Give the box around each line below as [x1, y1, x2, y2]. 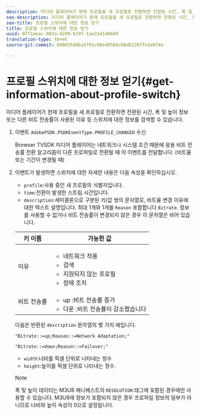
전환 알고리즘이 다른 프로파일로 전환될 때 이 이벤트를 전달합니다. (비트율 [26, 149, 192, 156]
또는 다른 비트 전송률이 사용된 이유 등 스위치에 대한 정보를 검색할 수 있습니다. [6, 116, 184, 123]
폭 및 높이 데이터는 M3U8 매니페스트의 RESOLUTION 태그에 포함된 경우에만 [14, 386, 186, 394]
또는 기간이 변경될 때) [14, 156, 65, 163]
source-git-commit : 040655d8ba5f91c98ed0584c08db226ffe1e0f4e [6, 42, 164, 48]
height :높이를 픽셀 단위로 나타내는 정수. [23, 362, 116, 369]
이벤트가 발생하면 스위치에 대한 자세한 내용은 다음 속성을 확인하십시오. [14, 168, 177, 176]
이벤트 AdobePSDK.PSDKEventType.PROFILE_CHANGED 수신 [14, 128, 146, 135]
